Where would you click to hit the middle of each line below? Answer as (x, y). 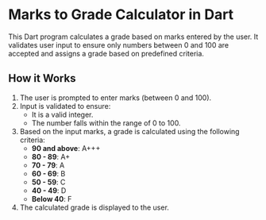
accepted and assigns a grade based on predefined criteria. (106, 53)
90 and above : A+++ (66, 148)
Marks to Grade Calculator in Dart (121, 15)
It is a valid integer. (62, 114)
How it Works (42, 78)
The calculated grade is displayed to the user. (94, 207)
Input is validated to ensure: (65, 106)
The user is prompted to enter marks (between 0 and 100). (116, 98)
